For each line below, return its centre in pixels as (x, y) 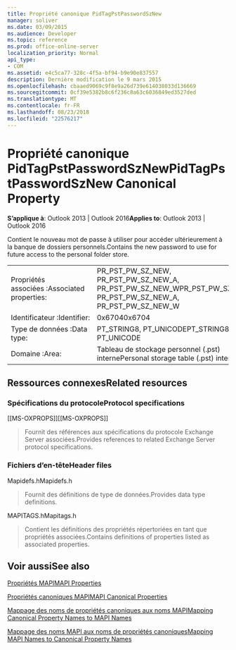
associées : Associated (48, 288)
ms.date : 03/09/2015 (38, 27)
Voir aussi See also (48, 566)
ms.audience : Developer (42, 33)
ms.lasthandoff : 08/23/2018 (48, 112)
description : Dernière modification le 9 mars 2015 (84, 79)
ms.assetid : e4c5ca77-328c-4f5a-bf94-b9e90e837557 (83, 73)
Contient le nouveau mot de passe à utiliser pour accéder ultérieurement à (115, 239)
